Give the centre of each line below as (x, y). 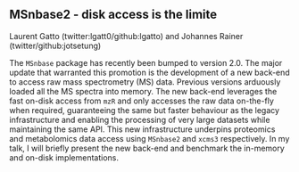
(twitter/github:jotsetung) (55, 45)
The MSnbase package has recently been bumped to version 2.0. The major (146, 62)
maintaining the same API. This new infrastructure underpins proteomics (142, 129)
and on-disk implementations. (64, 157)
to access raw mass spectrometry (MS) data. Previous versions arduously (145, 82)
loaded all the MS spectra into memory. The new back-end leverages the (143, 91)
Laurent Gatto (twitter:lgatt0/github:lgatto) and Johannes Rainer (126, 36)
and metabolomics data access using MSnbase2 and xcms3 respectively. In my (149, 138)
